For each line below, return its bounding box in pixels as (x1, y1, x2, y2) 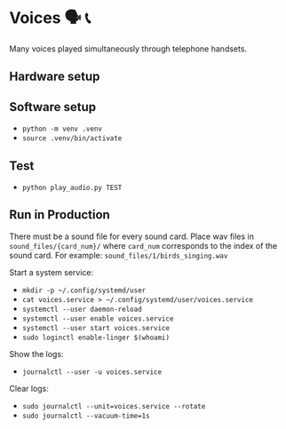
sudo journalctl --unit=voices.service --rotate (21, 401, 206, 410)
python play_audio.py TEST (21, 183, 123, 192)
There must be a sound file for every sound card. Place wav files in (9, 231, 255, 242)
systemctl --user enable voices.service (21, 314, 174, 323)
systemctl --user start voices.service (21, 323, 171, 332)
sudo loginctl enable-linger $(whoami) (21, 333, 171, 342)
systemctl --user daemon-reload (21, 305, 142, 314)
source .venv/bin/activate (21, 134, 123, 143)
